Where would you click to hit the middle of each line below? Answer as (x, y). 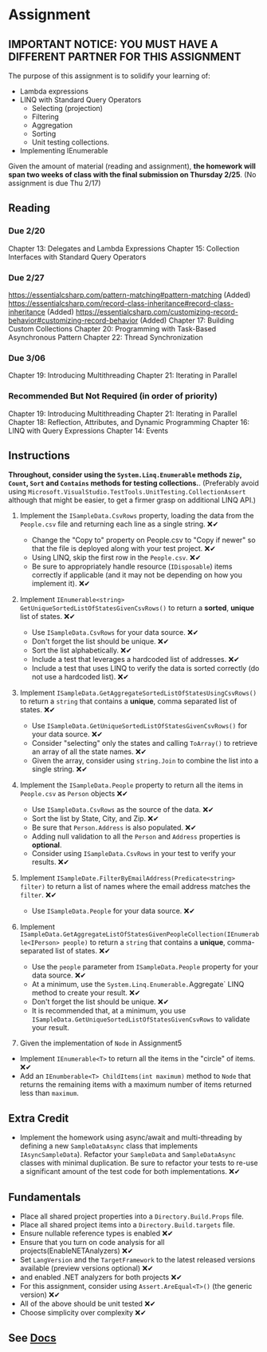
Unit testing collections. (71, 142)
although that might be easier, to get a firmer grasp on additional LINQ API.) (132, 500)
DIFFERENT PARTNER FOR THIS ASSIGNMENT (125, 56)
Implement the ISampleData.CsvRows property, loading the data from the (137, 516)
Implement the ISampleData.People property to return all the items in (132, 785)
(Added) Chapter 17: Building (187, 320)
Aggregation (52, 125)
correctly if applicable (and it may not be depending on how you (137, 575)
